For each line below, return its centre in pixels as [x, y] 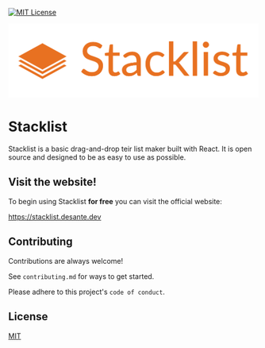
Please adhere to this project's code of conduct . [86, 292]
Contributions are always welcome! [66, 261]
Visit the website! [52, 182]
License [28, 317]
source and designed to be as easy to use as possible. [97, 157]
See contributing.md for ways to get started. [81, 276]
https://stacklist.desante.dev [55, 217]
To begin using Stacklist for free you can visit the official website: [115, 201]
